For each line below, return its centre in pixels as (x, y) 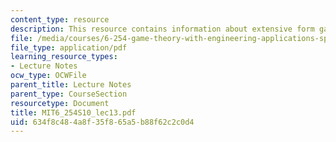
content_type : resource (60, 19)
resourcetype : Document (60, 103)
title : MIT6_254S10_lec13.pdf (73, 112)
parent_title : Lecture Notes (71, 85)
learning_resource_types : (64, 57)
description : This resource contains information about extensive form (162, 29)
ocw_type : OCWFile (48, 76)
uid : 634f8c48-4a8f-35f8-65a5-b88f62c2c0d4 (102, 122)
